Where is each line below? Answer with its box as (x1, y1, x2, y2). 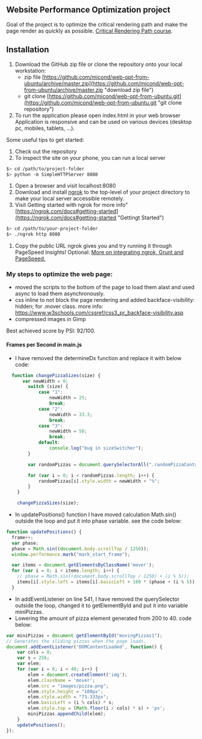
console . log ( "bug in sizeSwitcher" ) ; (49, 445, 144, 451)
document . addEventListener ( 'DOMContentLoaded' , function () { (6, 643, 163, 650)
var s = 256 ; (17, 655, 50, 661)
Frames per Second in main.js (6, 341, 82, 348)
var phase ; (11, 540, 39, 546)
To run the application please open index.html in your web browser (14, 111, 181, 119)
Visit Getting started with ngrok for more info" (14, 201, 128, 209)
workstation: (14, 67, 46, 74)
